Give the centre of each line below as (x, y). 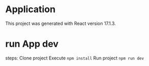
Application (30, 9)
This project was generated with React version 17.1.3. (61, 23)
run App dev (32, 44)
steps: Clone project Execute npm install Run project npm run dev (75, 58)
